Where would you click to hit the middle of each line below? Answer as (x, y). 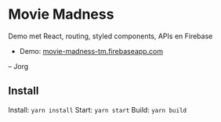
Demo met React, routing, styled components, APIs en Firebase (110, 36)
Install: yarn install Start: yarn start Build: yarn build (97, 109)
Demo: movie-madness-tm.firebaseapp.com (91, 51)
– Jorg (18, 66)
